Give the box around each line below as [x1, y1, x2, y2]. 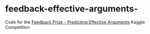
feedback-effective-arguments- [5, 3, 138, 14]
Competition [5, 24, 30, 30]
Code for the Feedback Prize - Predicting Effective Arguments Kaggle [5, 19, 145, 25]
